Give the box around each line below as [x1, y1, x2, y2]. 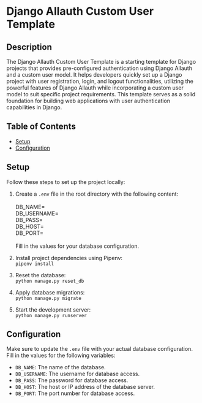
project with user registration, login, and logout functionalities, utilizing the [6, 78, 194, 85]
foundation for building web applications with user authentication [6, 97, 170, 104]
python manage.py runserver [15, 312, 87, 318]
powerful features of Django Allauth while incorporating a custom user [6, 84, 184, 91]
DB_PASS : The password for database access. [15, 377, 129, 384]
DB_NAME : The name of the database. [15, 364, 106, 371]
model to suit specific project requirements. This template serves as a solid [6, 91, 196, 98]
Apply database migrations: [15, 288, 85, 296]
